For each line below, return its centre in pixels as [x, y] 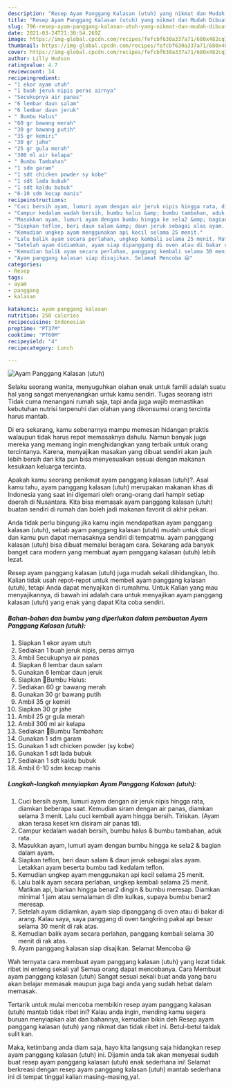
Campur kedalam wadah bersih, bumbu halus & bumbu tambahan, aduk [120, 831]
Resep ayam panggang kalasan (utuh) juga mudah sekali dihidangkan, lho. [114, 573]
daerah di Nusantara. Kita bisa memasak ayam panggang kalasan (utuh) [110, 502]
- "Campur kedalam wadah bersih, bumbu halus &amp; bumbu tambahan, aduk [116, 213]
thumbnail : [24, 46]
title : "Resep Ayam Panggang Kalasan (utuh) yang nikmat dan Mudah [107, 20]
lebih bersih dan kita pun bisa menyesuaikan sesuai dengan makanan [107, 459]
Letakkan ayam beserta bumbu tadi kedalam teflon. [91, 868]
